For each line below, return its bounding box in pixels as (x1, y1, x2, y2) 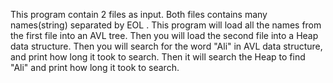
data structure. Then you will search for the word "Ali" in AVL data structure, (10, 40, 323, 52)
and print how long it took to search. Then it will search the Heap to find (10, 51, 306, 63)
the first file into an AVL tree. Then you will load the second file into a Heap (10, 30, 319, 41)
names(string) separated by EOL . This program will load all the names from (10, 19, 322, 31)
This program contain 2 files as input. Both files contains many (10, 9, 268, 20)
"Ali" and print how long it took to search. (10, 62, 180, 73)
